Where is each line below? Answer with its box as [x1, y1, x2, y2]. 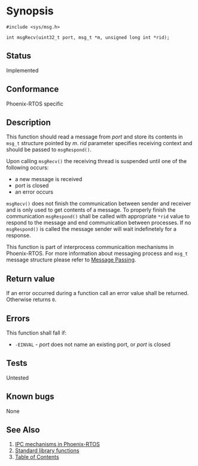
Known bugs [6, 392, 55, 402]
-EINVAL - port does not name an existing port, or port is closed [14, 341, 170, 348]
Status [6, 51, 32, 61]
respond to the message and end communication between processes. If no [6, 219, 191, 226]
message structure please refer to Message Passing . [6, 256, 136, 263]
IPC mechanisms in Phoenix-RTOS [14, 441, 100, 448]
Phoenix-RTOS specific [6, 100, 64, 107]
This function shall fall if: [6, 329, 67, 336]
